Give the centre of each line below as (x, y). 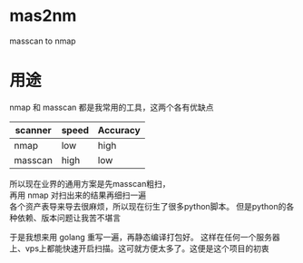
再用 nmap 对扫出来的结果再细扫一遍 (78, 195)
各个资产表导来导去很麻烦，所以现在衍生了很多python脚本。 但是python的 (148, 206)
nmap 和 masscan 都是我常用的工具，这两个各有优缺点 (112, 107)
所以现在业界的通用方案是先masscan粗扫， (90, 183)
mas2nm (43, 16)
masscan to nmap (43, 41)
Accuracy (119, 130)
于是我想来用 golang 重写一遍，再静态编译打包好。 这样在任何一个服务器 (145, 237)
